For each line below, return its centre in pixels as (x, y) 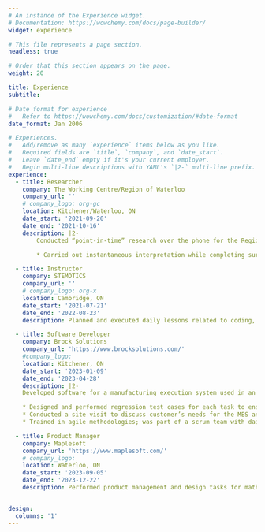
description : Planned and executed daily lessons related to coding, (139, 320)
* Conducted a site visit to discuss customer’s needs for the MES (135, 415)
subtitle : (24, 95)
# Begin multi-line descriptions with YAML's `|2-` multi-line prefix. (132, 167)
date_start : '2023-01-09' (65, 371)
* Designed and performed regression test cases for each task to (134, 407)
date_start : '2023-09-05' (65, 473)
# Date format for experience (58, 109)
